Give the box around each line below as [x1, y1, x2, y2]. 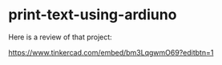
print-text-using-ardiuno [8, 6, 177, 24]
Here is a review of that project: [8, 32, 112, 42]
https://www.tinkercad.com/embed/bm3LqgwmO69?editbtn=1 [8, 47, 214, 57]
